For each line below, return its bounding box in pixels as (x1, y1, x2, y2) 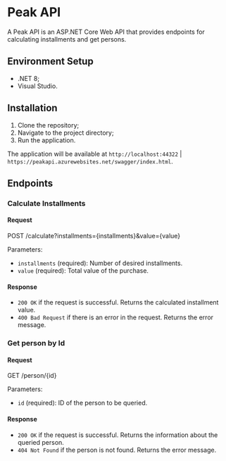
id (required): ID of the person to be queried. (17, 399, 148, 407)
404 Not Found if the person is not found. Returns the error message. (17, 445, 217, 454)
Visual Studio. (17, 82, 58, 90)
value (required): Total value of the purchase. (17, 266, 149, 275)
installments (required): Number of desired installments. (17, 259, 183, 268)
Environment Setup (7, 56, 94, 68)
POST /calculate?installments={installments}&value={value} (7, 232, 181, 240)
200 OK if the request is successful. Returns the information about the (17, 431, 218, 439)
